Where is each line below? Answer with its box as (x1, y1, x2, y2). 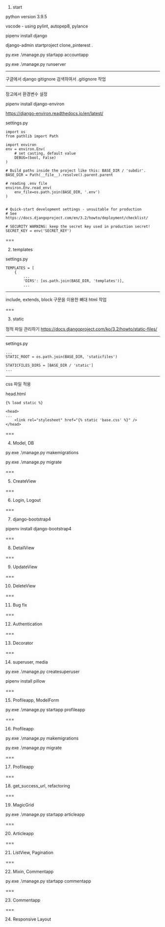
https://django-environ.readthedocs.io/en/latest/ (5, 111, 103, 116)
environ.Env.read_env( (5, 185, 52, 190)
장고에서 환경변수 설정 (5, 91, 48, 97)
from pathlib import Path (5, 134, 58, 139)
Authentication (12, 621, 43, 627)
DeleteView (12, 583, 36, 589)
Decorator (12, 640, 33, 646)
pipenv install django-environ (5, 101, 65, 107)
